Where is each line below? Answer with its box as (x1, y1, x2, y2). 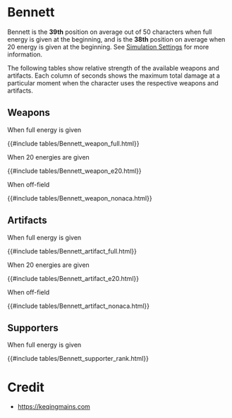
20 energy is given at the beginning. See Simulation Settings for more (7, 42, 209, 51)
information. (7, 50, 43, 59)
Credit (7, 379, 44, 395)
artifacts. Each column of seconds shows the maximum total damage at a (7, 71, 221, 80)
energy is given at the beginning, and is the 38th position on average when (7, 35, 226, 43)
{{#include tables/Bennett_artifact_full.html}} (7, 246, 138, 255)
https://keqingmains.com (17, 402, 90, 411)
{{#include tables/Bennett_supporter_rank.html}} (7, 354, 149, 363)
